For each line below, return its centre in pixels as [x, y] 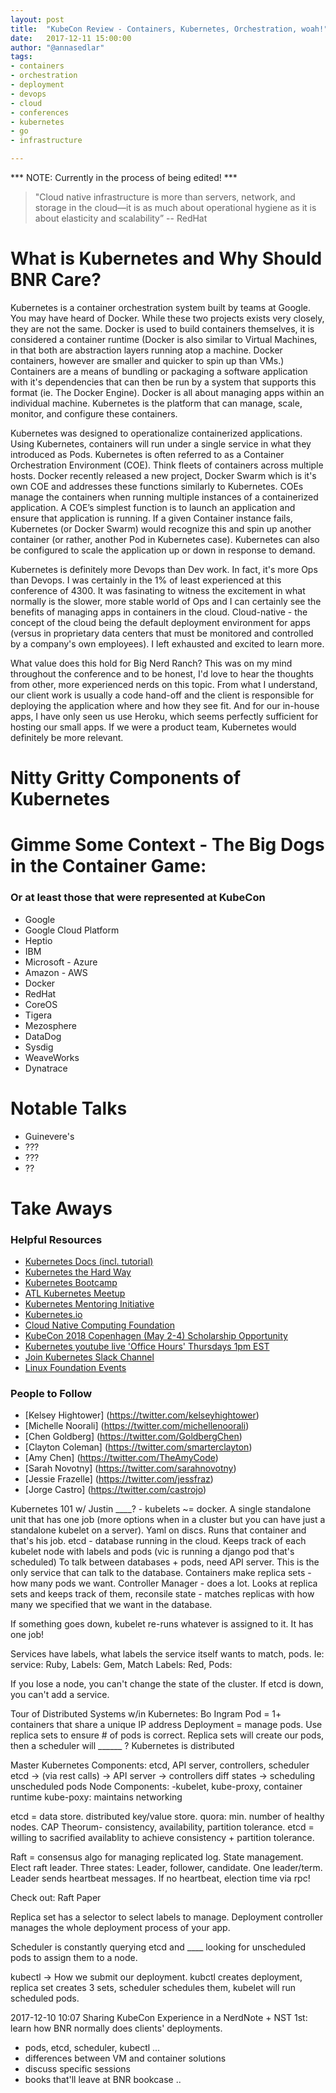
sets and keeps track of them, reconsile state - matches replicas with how [162, 1594]
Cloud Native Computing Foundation [99, 1325]
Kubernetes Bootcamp [71, 1283]
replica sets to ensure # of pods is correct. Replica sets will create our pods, [167, 1735]
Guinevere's [49, 1136]
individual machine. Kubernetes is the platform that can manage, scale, [156, 403]
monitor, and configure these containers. [94, 413]
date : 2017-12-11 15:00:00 [71, 38]
